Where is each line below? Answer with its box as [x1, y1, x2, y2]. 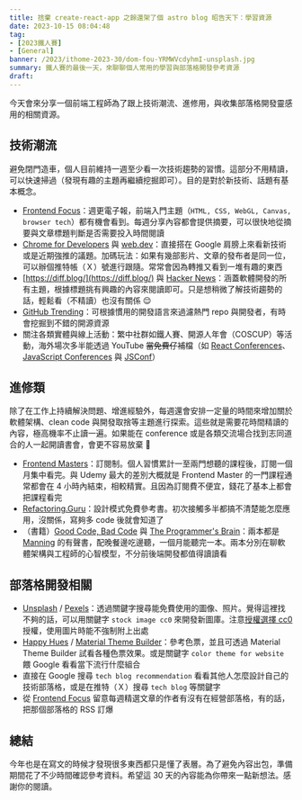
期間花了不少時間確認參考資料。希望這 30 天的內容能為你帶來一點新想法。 [9, 770, 284, 780]
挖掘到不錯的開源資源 [30, 317, 110, 328]
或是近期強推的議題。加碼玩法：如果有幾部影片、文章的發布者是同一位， [22, 249, 290, 261]
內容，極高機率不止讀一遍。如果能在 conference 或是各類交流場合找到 [9, 428, 270, 439]
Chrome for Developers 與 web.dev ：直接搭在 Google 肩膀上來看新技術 [22, 238, 287, 249]
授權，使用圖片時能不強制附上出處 [22, 625, 149, 636]
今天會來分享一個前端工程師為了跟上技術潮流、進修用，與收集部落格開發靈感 [9, 97, 293, 108]
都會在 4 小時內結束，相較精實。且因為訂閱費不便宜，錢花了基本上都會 [30, 481, 292, 491]
